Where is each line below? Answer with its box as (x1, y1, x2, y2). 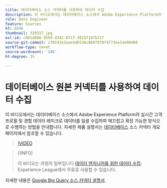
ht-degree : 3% (5, 54, 35, 59)
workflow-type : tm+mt (5, 45, 51, 50)
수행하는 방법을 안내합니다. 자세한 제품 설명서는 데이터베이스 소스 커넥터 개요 (10, 124, 160, 130)
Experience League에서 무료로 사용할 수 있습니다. (17, 166, 117, 173)
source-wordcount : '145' (5, 49, 57, 54)
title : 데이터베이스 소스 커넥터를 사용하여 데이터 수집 (5, 7, 104, 13)
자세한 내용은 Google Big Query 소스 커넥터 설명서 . (5, 177, 106, 183)
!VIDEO (17, 140, 33, 146)
